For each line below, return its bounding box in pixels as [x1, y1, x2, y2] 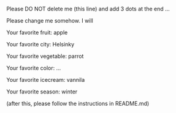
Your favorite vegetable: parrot [6, 53, 84, 60]
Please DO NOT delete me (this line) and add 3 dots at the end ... [6, 5, 170, 12]
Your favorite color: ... [6, 64, 61, 71]
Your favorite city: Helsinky [6, 41, 75, 48]
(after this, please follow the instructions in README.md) [6, 100, 150, 107]
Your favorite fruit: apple [6, 29, 68, 36]
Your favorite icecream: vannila [6, 76, 85, 83]
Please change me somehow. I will [6, 17, 93, 24]
